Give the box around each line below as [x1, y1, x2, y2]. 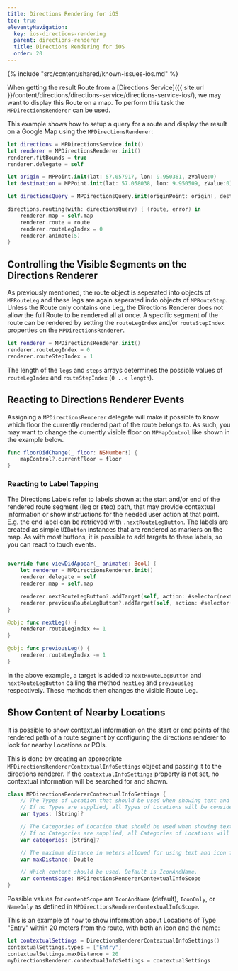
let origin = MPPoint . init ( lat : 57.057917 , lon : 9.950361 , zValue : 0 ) [7, 173, 217, 181]
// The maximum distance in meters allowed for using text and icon [20, 849, 227, 856]
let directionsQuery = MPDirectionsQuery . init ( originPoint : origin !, [7, 193, 217, 200]
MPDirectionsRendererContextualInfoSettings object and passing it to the [7, 762, 222, 770]
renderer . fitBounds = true [7, 154, 87, 161]
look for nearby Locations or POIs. [7, 740, 108, 749]
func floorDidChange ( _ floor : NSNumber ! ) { [7, 449, 138, 456]
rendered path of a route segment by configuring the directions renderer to [7, 733, 227, 742]
